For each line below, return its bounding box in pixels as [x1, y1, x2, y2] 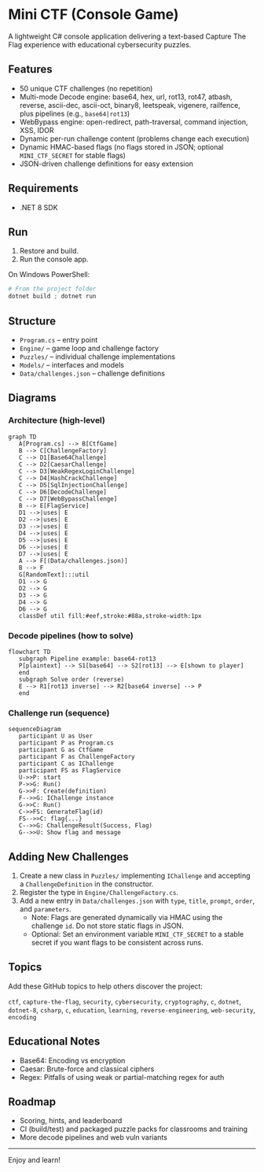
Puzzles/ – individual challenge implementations [19, 352, 175, 361]
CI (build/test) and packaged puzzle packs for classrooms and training [19, 1124, 248, 1134]
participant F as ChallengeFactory [18, 753, 135, 761]
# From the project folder [8, 285, 97, 293]
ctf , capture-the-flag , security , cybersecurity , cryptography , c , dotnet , [8, 996, 242, 1006]
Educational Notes [8, 1035, 101, 1048]
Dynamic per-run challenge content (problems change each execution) [19, 134, 250, 143]
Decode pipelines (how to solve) [8, 630, 134, 641]
